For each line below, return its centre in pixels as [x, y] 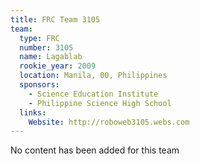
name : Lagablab [51, 57]
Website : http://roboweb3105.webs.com [109, 122]
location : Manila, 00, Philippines [93, 76]
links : [33, 112]
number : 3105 [46, 47]
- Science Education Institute [93, 94]
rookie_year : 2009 [58, 66]
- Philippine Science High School [100, 103]
